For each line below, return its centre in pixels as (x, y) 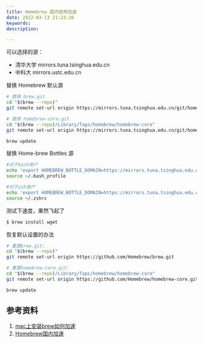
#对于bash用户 (22, 165)
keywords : (19, 23)
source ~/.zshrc (27, 198)
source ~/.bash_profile (36, 176)
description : (23, 29)
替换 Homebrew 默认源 (35, 85)
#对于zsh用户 (21, 187)
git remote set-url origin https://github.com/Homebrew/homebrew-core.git (102, 279)
